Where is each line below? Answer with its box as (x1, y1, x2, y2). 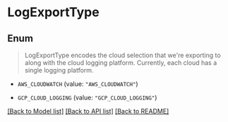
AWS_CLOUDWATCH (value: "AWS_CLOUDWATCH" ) (17, 80, 139, 88)
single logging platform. (24, 66, 94, 74)
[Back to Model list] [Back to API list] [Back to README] (7, 107, 169, 115)
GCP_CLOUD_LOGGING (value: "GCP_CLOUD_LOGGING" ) (17, 93, 157, 102)
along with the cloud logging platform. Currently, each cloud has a (24, 59, 217, 67)
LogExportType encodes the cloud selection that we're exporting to (24, 51, 221, 59)
